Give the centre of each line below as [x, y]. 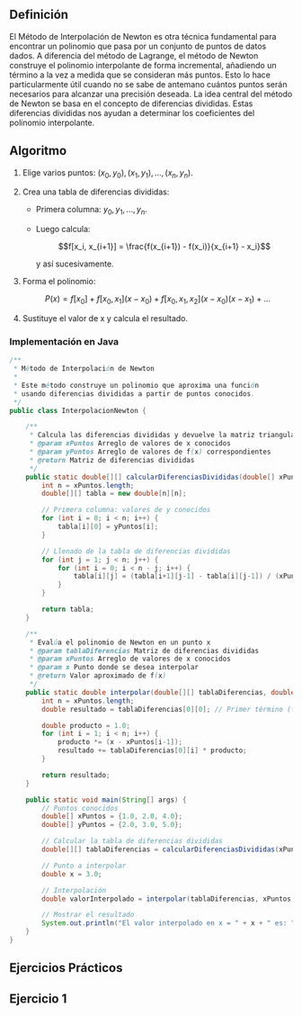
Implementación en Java [64, 341]
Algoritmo [38, 151]
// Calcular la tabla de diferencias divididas [132, 841]
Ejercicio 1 [38, 998]
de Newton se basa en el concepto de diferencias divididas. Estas [131, 103]
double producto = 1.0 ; [86, 725]
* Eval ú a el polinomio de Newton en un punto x [120, 642]
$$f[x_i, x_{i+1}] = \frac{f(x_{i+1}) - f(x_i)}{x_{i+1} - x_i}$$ [164, 247]
